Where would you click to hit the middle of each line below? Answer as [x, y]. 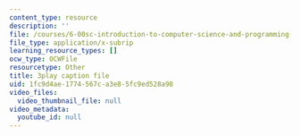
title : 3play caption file [59, 76]
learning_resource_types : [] [63, 51]
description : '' [39, 26]
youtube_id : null [50, 117]
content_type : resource [54, 17]
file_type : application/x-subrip [71, 42]
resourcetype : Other [48, 68]
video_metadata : [39, 109]
